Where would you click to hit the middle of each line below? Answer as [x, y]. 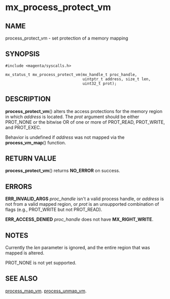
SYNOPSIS [23, 54]
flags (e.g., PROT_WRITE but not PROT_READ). [54, 210]
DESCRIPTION [28, 99]
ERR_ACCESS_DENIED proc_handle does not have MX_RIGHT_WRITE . [79, 219]
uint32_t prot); [99, 83]
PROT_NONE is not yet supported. [41, 263]
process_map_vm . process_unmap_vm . [46, 291]
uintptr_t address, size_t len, [117, 79]
